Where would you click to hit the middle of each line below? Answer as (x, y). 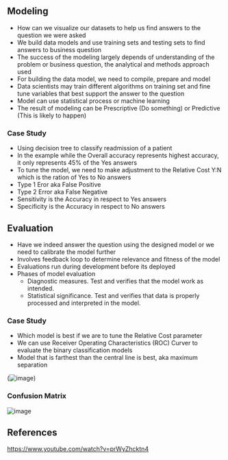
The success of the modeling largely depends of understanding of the (116, 57)
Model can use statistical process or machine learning (93, 101)
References (32, 432)
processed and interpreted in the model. (84, 303)
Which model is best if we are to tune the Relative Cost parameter (110, 336)
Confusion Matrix (37, 396)
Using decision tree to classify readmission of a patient (94, 148)
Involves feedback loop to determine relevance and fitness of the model (118, 259)
